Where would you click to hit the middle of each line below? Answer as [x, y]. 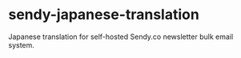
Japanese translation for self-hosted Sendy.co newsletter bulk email [121, 37]
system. [21, 44]
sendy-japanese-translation [104, 15]
